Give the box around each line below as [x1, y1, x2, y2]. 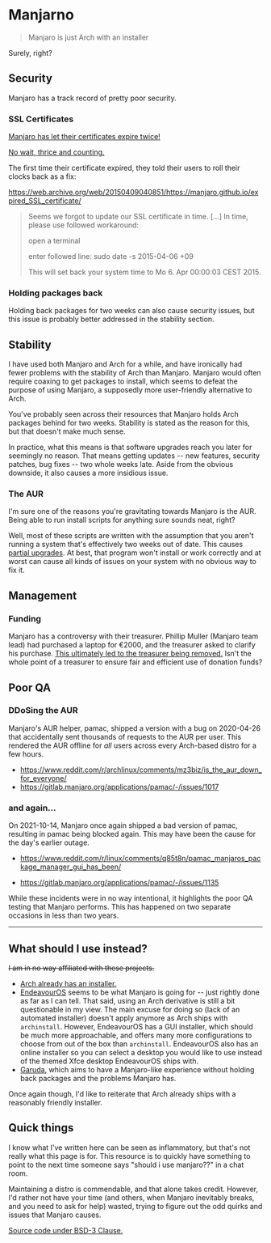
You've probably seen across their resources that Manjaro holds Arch [8, 409, 240, 419]
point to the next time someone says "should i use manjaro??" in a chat [8, 1160, 244, 1169]
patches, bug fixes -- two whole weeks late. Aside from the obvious [8, 460, 234, 469]
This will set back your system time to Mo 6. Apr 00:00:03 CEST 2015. [27, 267, 261, 277]
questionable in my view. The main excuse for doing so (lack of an [19, 1004, 240, 1014]
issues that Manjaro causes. [8, 1210, 102, 1220]
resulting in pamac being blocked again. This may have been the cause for [8, 829, 256, 839]
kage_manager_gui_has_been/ [19, 862, 122, 872]
